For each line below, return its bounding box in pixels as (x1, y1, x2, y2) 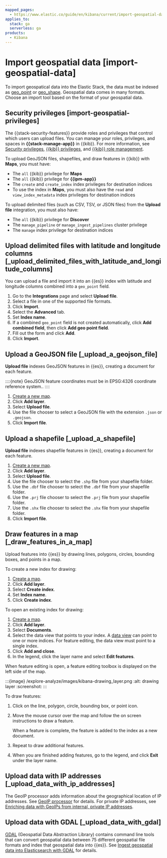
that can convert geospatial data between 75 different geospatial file (5, 837, 146, 843)
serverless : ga (9, 26, 41, 31)
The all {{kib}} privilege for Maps (12, 170, 83, 176)
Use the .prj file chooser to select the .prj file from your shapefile (12, 494, 150, 500)
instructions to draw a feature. (12, 718, 75, 724)
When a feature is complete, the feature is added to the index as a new (12, 727, 158, 733)
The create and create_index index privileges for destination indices (12, 181, 153, 187)
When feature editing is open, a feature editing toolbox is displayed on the (5, 663, 157, 669)
